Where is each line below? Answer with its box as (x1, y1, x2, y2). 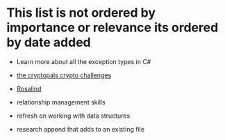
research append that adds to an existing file (16, 125, 145, 133)
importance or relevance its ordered (6, 20, 219, 36)
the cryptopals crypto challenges (16, 71, 112, 79)
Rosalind (16, 84, 42, 93)
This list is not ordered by (6, 5, 156, 21)
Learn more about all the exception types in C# (16, 57, 151, 65)
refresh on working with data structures (16, 111, 131, 120)
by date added (6, 35, 91, 50)
